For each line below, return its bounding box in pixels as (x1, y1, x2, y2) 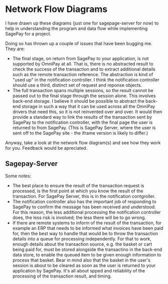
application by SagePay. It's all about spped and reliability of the (12, 267, 145, 273)
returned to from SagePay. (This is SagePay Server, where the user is (12, 124, 156, 131)
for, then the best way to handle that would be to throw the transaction (12, 230, 158, 236)
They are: (5, 46, 25, 52)
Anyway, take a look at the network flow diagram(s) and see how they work (5, 139, 161, 146)
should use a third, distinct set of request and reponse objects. (12, 82, 142, 88)
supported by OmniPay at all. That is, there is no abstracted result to (12, 61, 154, 67)
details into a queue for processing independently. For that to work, (12, 235, 152, 241)
